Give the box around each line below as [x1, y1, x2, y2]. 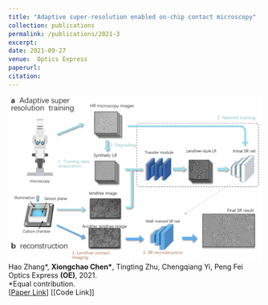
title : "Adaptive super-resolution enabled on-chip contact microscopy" [8, 13, 257, 21]
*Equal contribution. [8, 279, 76, 289]
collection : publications [8, 21, 95, 30]
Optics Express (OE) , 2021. [8, 270, 98, 280]
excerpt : [8, 39, 38, 47]
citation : [8, 72, 42, 80]
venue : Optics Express [8, 55, 88, 63]
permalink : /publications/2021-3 [8, 30, 120, 38]
